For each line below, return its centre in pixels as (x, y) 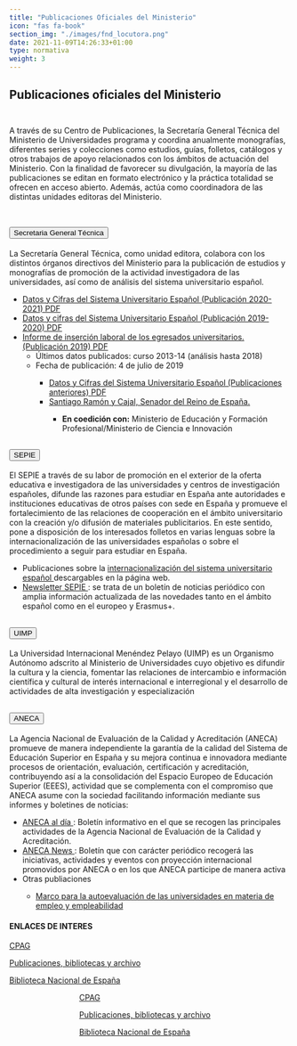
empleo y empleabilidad (79, 906)
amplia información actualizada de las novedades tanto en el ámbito (147, 597)
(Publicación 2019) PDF (65, 346)
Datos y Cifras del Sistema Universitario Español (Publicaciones (165, 382)
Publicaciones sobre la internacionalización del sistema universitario (147, 568)
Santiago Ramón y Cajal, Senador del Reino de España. (149, 401)
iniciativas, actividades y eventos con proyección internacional (136, 860)
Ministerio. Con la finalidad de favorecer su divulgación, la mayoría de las (143, 168)
